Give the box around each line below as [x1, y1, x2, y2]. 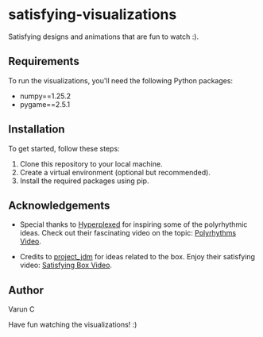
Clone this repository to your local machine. [19, 159, 163, 168]
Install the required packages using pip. [19, 176, 149, 186]
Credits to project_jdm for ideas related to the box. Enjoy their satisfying [19, 252, 256, 262]
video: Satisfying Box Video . [19, 260, 113, 270]
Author [8, 283, 44, 297]
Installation [8, 123, 65, 136]
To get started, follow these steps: [8, 144, 121, 153]
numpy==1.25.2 [19, 91, 72, 101]
